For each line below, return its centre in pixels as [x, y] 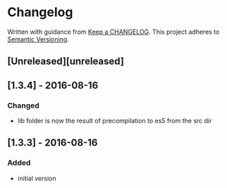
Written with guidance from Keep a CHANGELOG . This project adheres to [114, 32]
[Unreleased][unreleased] [66, 62]
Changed [24, 105]
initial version [37, 178]
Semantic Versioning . [38, 39]
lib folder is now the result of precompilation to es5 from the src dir [115, 121]
